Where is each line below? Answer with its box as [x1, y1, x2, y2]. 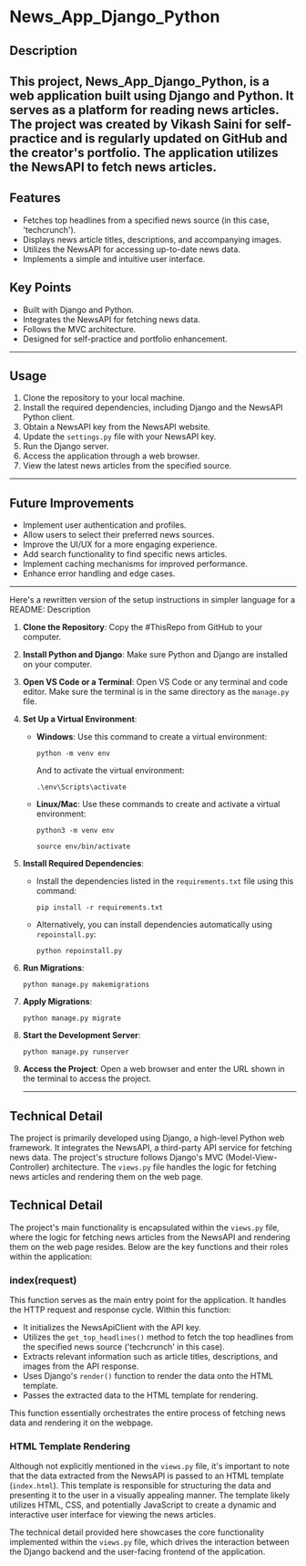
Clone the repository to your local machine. [22, 393, 185, 404]
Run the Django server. [22, 441, 109, 452]
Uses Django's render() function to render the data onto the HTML [22, 1371, 273, 1382]
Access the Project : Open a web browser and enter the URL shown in [22, 1064, 285, 1075]
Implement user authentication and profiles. [22, 520, 187, 531]
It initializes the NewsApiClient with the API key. [22, 1322, 202, 1333]
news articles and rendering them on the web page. [9, 1172, 203, 1182]
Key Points [9, 280, 72, 296]
